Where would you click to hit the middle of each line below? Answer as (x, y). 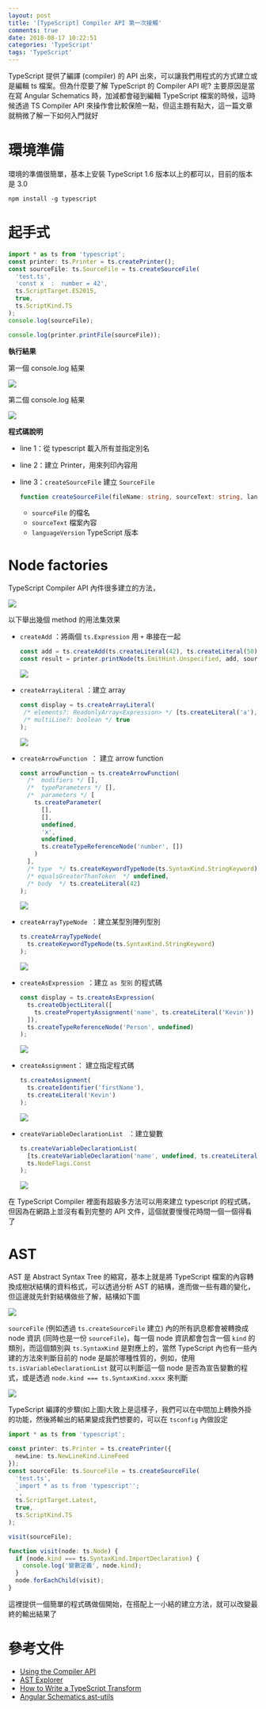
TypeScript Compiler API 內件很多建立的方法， (84, 588)
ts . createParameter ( (68, 803)
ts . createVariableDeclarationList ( (78, 1148)
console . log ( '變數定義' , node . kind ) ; (82, 1566)
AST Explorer (41, 1680)
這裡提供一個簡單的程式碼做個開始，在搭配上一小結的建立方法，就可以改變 (129, 1604)
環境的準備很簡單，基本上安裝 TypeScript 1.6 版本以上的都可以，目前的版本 (131, 174)
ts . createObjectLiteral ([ (70, 1005)
